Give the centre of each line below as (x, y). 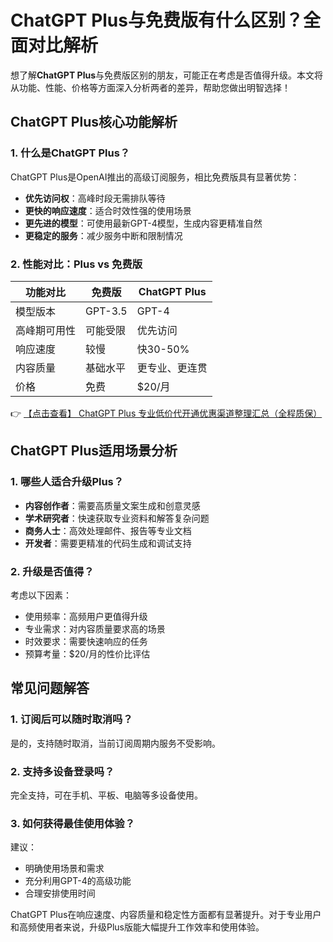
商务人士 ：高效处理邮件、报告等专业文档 (108, 530)
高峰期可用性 (46, 330)
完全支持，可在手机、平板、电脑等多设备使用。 (106, 795)
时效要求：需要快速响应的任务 (86, 641)
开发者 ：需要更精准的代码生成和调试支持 (108, 543)
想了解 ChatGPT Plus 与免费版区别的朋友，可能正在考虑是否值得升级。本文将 (166, 75)
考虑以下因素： (41, 595)
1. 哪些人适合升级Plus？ (67, 482)
